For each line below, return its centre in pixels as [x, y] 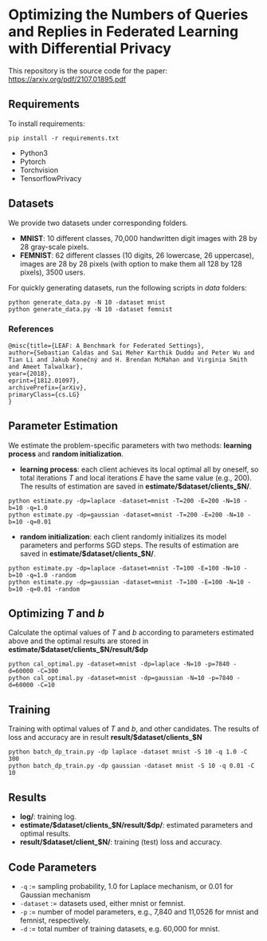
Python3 [33, 152]
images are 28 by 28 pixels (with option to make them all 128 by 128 [131, 263]
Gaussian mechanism [55, 895]
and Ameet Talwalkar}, [46, 366]
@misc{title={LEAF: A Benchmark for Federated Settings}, [106, 346]
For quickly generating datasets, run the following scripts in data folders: [128, 287]
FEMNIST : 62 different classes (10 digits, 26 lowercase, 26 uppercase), [137, 255]
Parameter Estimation [63, 426]
